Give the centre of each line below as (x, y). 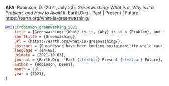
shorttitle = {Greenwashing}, (46, 36)
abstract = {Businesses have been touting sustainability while (83, 46)
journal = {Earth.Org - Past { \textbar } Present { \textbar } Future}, (89, 60)
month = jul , (28, 69)
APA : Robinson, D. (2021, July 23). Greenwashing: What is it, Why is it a (80, 7)
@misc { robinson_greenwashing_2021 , (43, 27)
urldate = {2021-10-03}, (40, 55)
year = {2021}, (30, 74)
